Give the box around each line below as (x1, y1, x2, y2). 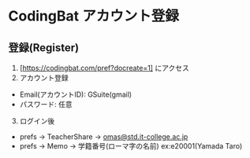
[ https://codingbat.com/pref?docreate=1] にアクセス (19, 64, 189, 72)
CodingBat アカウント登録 (8, 7, 179, 25)
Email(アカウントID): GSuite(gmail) (19, 90, 132, 99)
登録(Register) (8, 41, 80, 54)
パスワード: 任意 (19, 100, 73, 108)
